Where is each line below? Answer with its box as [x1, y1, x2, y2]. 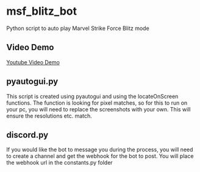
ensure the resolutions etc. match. [6, 112, 93, 119]
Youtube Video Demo [6, 58, 60, 65]
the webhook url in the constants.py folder [6, 159, 113, 166]
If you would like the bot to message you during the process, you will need [6, 146, 193, 154]
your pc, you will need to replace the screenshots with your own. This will [6, 105, 191, 113]
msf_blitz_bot [6, 4, 77, 18]
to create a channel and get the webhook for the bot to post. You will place [6, 152, 194, 160]
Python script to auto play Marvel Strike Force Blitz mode [6, 24, 149, 32]
